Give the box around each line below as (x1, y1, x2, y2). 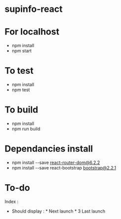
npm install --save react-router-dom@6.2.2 (11, 160, 100, 165)
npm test (11, 87, 30, 93)
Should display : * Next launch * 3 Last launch (11, 208, 106, 214)
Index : (4, 198, 19, 204)
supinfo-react (4, 3, 63, 15)
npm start (11, 48, 32, 54)
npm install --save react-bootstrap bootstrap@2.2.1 (11, 164, 117, 170)
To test (4, 65, 34, 76)
